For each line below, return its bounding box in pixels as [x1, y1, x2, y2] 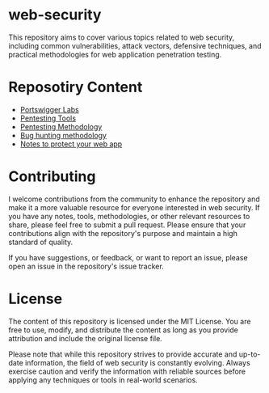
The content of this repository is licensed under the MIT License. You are [8, 316, 251, 326]
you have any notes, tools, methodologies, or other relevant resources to [8, 211, 250, 221]
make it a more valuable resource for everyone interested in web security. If [8, 202, 260, 212]
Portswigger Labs [19, 104, 79, 114]
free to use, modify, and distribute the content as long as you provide [8, 325, 238, 335]
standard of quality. [8, 237, 74, 247]
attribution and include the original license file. [8, 333, 163, 343]
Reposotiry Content [8, 78, 143, 96]
